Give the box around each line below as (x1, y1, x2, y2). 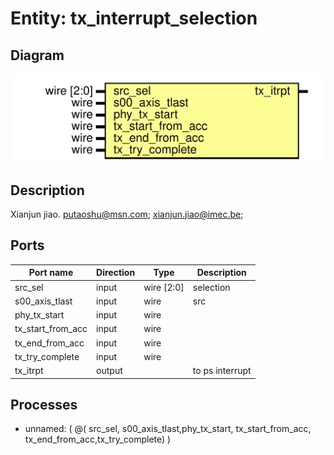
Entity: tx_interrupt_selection (10, 7, 258, 30)
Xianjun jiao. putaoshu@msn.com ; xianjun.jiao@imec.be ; (10, 208, 244, 221)
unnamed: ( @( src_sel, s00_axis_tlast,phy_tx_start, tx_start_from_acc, (24, 423, 312, 435)
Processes (10, 397, 78, 414)
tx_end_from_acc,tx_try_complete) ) (24, 433, 172, 446)
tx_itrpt (14, 365, 44, 377)
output (96, 365, 123, 377)
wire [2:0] (143, 281, 185, 293)
